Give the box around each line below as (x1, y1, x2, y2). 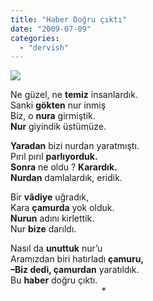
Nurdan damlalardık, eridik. (10, 172, 123, 184)
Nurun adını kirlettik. (10, 212, 95, 225)
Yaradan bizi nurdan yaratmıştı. (10, 140, 140, 152)
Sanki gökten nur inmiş (10, 99, 107, 111)
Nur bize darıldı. (10, 223, 77, 235)
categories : (10, 33, 60, 43)
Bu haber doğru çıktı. (10, 274, 98, 286)
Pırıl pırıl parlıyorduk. (10, 151, 98, 163)
